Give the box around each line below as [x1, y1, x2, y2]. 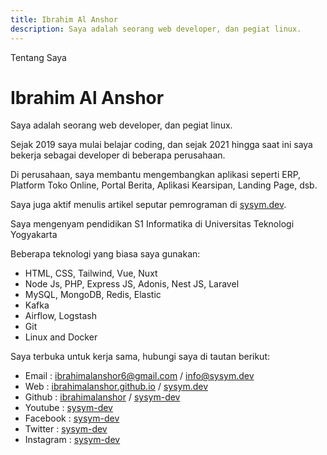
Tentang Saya [10, 51, 67, 63]
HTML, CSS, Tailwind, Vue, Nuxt [24, 267, 158, 280]
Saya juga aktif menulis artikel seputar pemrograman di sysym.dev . [10, 199, 287, 211]
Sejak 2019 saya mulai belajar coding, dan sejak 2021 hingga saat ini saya [10, 139, 313, 151]
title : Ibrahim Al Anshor [10, 14, 118, 25]
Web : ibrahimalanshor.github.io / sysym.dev [24, 381, 209, 393]
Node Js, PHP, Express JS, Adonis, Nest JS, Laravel [24, 278, 240, 290]
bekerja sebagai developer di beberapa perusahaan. [10, 149, 226, 161]
